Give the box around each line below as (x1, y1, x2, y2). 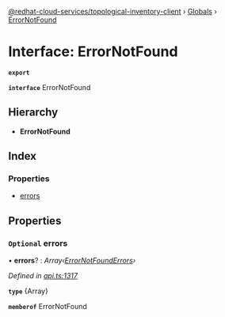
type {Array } (8, 286, 49, 296)
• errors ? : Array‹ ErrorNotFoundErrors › (8, 256, 136, 266)
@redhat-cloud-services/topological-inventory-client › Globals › (8, 7, 218, 16)
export (8, 69, 30, 77)
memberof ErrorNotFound (8, 302, 87, 311)
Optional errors (8, 237, 68, 248)
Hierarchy (8, 106, 59, 119)
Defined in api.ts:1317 (8, 271, 78, 281)
